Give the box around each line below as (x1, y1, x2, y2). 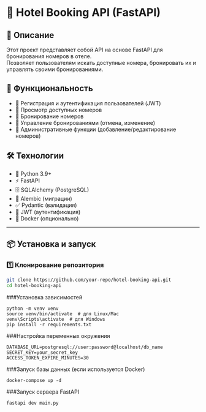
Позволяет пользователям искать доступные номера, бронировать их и (6, 59, 196, 66)
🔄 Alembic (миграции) (15, 195, 72, 202)
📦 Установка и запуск (6, 239, 96, 250)
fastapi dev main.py (6, 400, 59, 406)
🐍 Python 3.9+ (15, 170, 52, 177)
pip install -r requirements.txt (6, 321, 92, 328)
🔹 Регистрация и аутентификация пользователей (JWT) (15, 99, 161, 107)
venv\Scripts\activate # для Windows (6, 316, 105, 323)
